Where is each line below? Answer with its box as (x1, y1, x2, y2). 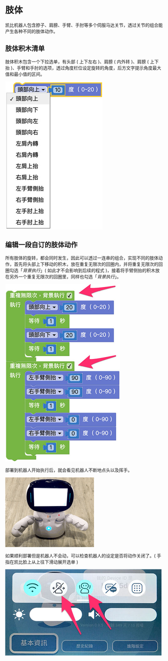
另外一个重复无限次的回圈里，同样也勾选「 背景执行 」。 (9, 273, 121, 279)
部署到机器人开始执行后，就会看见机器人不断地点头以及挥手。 (5, 467, 132, 473)
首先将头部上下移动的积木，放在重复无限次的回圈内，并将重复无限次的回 (13, 261, 163, 267)
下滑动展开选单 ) (44, 558, 78, 565)
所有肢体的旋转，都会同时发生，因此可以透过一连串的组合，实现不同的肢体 (5, 254, 158, 260)
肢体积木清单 (5, 44, 45, 53)
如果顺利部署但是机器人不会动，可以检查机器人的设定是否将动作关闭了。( (5, 552, 156, 558)
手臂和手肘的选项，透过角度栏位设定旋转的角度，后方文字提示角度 (16, 64, 153, 70)
